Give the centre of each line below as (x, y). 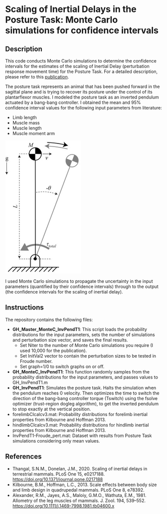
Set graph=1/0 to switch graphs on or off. (62, 366)
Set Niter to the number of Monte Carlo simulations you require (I (86, 345)
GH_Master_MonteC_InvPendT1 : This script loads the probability (80, 329)
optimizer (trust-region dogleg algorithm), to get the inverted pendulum (85, 403)
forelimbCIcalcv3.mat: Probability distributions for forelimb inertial (80, 414)
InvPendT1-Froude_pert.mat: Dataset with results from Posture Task (82, 435)
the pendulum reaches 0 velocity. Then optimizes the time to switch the (86, 393)
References (23, 457)
